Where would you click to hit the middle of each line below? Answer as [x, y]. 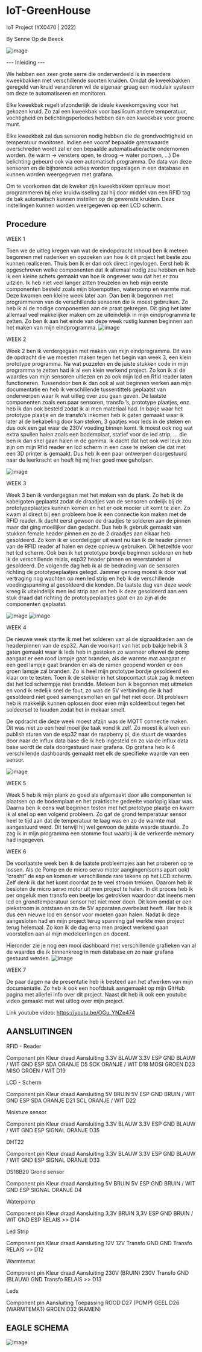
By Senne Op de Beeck [35, 39]
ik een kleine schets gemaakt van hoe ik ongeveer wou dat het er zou [93, 276]
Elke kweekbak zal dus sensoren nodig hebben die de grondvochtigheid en [99, 136]
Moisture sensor [27, 1112]
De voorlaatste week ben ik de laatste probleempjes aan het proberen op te [100, 863]
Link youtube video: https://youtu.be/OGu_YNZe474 [71, 1012]
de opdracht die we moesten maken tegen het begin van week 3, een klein [99, 357]
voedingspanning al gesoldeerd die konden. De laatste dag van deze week [99, 585]
